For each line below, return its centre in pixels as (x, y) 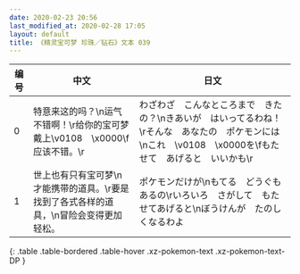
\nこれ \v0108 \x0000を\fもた (209, 145)
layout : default (39, 34)
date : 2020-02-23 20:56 (54, 17)
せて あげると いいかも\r (196, 159)
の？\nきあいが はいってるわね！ (210, 119)
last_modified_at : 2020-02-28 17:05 (77, 26)
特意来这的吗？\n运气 (77, 112)
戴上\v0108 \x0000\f (81, 138)
